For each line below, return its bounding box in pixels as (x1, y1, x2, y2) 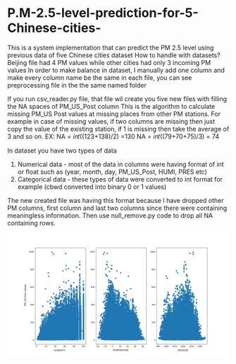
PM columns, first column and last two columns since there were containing (7, 204, 228, 212)
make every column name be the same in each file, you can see (7, 73, 192, 82)
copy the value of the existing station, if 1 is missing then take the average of (7, 124, 230, 133)
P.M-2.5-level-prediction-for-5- (7, 5, 199, 21)
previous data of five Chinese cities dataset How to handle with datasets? (7, 51, 221, 59)
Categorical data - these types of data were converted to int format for (17, 175, 223, 183)
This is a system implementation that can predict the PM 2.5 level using (7, 43, 214, 52)
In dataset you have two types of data (7, 146, 118, 155)
